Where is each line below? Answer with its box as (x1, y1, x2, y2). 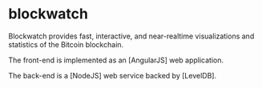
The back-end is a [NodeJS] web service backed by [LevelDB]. (8, 70, 217, 80)
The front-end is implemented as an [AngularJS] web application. (8, 55, 224, 65)
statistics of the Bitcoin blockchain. (8, 39, 124, 49)
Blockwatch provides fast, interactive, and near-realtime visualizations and (8, 31, 255, 41)
